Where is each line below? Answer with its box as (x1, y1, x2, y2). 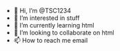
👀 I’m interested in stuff (13, 14, 80, 22)
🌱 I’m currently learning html (13, 21, 94, 29)
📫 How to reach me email (13, 37, 88, 44)
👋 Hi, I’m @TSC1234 (13, 7, 71, 14)
